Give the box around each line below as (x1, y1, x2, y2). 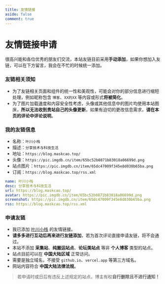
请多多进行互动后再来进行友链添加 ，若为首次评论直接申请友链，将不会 (12, 232, 155, 239)
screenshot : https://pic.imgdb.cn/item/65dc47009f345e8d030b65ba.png (5, 197, 151, 202)
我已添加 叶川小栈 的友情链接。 (12, 226, 75, 232)
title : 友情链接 (5, 7, 35, 12)
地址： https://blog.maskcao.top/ (12, 151, 81, 157)
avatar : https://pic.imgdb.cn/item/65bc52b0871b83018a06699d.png (5, 192, 142, 197)
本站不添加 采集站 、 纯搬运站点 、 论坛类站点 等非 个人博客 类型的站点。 (12, 245, 156, 251)
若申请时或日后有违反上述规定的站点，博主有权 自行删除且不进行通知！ (17, 274, 160, 280)
